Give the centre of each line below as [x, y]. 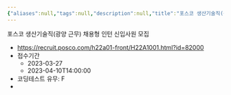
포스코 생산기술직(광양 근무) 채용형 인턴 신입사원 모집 [78, 33]
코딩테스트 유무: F [41, 79]
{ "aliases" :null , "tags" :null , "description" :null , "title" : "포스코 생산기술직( [115, 13]
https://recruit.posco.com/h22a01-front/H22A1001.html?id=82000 [110, 47]
